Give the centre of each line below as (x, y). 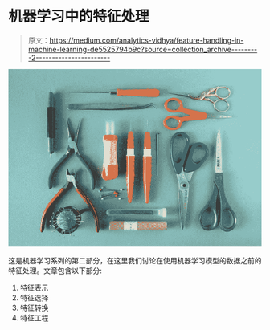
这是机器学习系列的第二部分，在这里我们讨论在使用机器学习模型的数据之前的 (135, 260)
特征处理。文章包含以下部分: (55, 271)
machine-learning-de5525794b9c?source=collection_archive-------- (143, 49)
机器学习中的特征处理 (79, 16)
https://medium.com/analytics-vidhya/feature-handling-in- (147, 40)
